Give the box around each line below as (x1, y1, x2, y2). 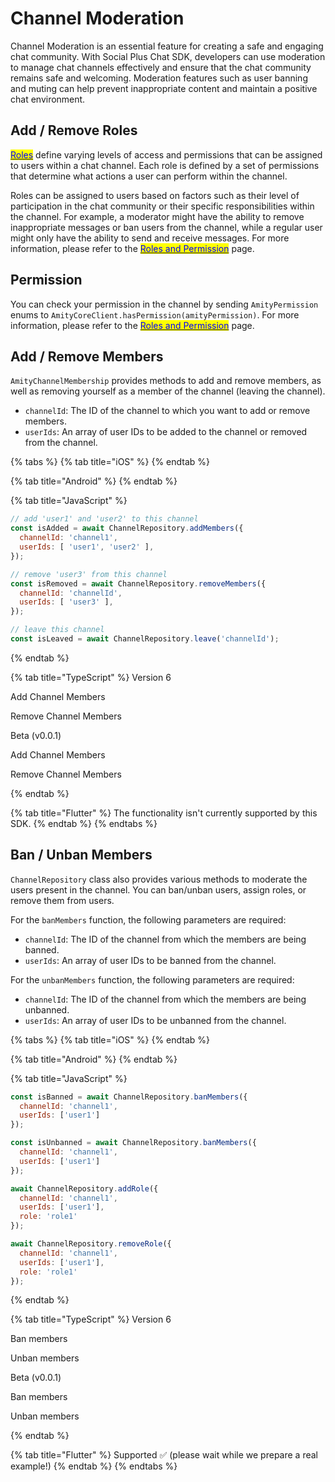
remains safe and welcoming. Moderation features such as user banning (10, 72, 308, 84)
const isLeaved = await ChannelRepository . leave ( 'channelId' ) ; (10, 634, 280, 644)
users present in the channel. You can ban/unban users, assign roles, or (10, 883, 307, 896)
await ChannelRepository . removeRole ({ (10, 1239, 172, 1249)
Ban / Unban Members (10, 847, 153, 864)
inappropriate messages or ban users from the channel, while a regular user (10, 221, 323, 233)
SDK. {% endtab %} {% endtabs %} (10, 817, 158, 829)
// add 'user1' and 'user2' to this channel (10, 514, 199, 524)
